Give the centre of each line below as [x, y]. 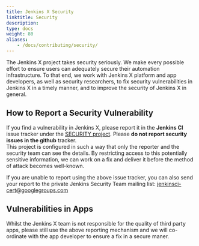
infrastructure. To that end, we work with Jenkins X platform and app [91, 75]
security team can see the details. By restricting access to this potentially [97, 153]
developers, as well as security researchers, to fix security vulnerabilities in [99, 81]
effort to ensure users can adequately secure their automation [83, 68]
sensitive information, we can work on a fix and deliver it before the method [100, 159]
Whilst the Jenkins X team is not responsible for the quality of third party [96, 223]
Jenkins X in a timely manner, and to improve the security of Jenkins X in [96, 88]
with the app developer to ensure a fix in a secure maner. [99, 236]
